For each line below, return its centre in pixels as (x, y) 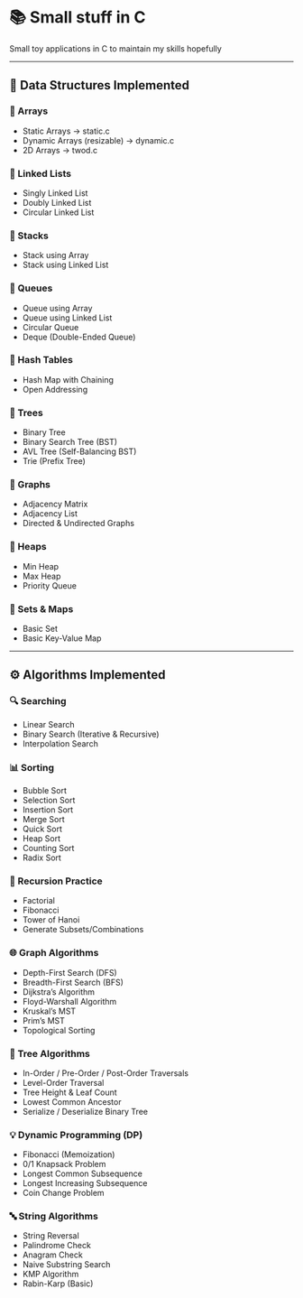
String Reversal (50, 1236)
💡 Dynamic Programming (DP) (76, 1135)
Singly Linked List (55, 193)
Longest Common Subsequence (82, 1173)
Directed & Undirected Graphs (78, 524)
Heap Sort (41, 838)
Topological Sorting (59, 1030)
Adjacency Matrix (55, 504)
